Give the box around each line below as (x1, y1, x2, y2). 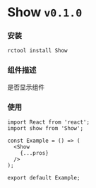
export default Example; (7, 174, 80, 181)
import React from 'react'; (7, 118, 90, 126)
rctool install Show (7, 47, 68, 54)
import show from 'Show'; (7, 124, 83, 131)
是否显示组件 (7, 83, 44, 91)
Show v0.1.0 (7, 4, 83, 20)
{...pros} (20, 149, 49, 156)
